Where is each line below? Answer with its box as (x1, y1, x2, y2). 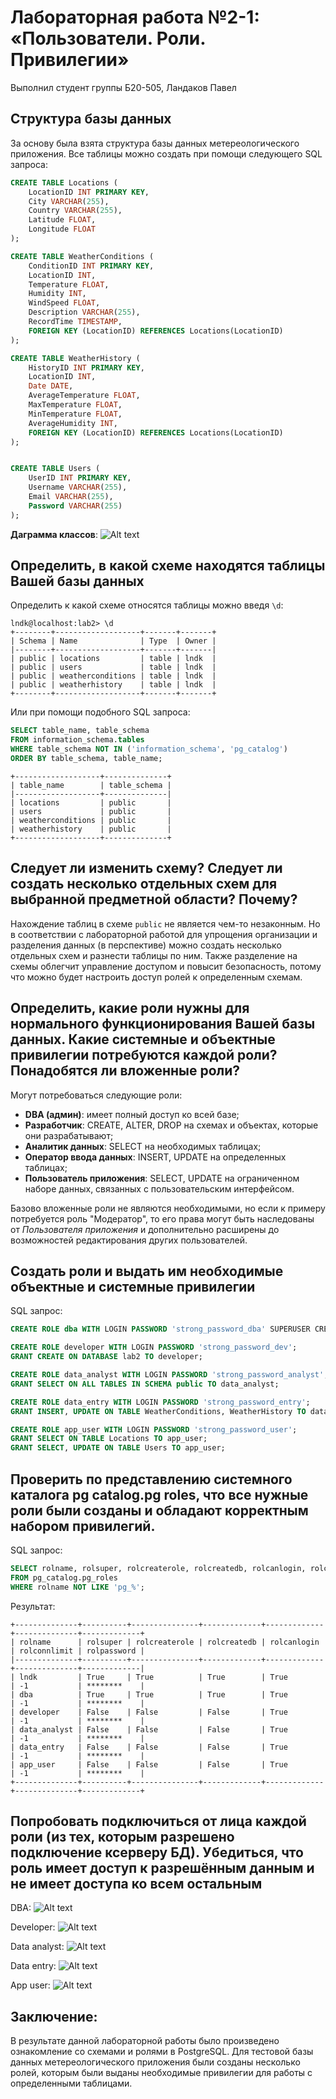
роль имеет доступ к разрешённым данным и (10, 1859, 315, 1876)
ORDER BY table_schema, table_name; (10, 754, 163, 764)
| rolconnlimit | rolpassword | (10, 1646, 145, 1656)
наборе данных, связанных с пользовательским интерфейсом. (24, 1182, 295, 1195)
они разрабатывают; (24, 1129, 114, 1141)
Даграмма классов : (10, 528, 98, 540)
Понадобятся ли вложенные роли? (10, 1062, 241, 1080)
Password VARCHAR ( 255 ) (28, 501, 123, 511)
